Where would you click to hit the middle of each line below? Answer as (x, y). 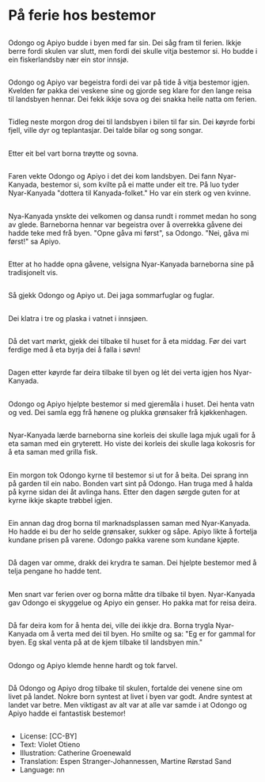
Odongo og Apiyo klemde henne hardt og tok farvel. (93, 665)
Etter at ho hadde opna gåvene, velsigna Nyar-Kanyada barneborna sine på (131, 264)
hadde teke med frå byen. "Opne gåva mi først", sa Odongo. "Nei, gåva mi (129, 232)
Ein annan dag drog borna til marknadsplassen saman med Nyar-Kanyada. (129, 523)
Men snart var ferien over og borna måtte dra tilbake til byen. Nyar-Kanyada (132, 594)
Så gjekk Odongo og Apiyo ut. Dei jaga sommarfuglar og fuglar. (112, 296)
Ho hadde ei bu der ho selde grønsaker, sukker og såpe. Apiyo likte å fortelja (133, 531)
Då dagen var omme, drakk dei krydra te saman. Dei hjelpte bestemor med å (132, 563)
